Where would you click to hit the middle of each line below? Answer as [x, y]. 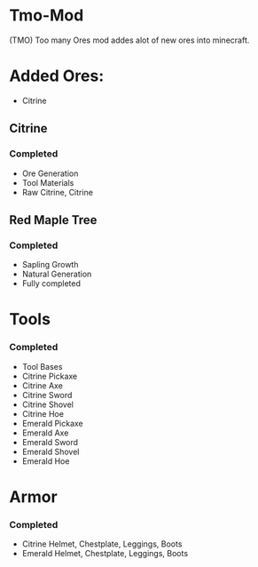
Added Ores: [57, 76]
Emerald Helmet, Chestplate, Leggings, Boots [105, 554]
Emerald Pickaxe [53, 423]
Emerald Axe [45, 433]
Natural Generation [57, 274]
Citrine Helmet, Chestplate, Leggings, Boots [102, 544]
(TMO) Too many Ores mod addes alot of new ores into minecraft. [129, 40]
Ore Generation [50, 173]
